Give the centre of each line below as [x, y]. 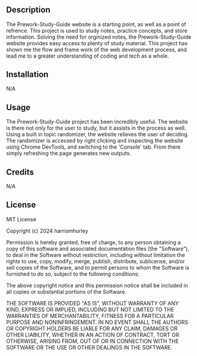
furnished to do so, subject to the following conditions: [73, 274]
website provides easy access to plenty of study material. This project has [97, 43]
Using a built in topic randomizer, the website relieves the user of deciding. [98, 134]
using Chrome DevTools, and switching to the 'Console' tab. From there [93, 147]
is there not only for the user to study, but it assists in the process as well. [96, 128]
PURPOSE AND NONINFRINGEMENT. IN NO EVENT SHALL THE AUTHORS [97, 322]
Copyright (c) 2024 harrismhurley [47, 231]
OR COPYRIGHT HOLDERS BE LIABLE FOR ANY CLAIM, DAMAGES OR [92, 328]
